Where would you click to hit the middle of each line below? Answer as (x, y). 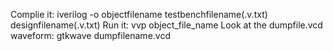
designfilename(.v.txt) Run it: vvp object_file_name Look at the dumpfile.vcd (166, 25)
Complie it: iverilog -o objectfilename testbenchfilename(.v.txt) (139, 14)
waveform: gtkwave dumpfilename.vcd (90, 35)
